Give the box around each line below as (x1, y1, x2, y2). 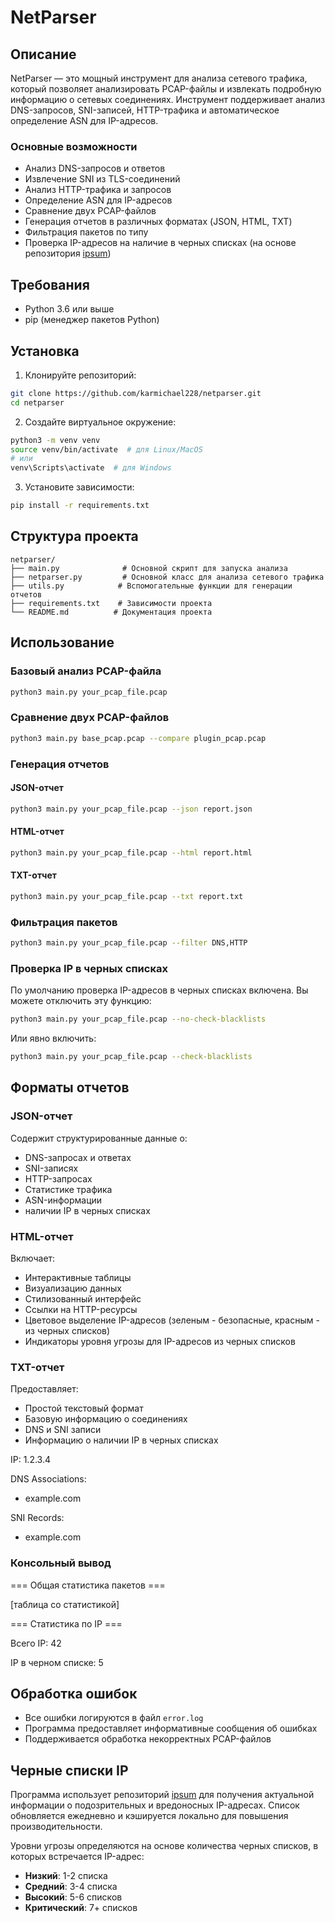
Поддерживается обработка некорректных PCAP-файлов (24, 1733, 272, 1745)
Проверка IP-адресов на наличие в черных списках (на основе (24, 237, 297, 249)
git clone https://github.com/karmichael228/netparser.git (10, 388, 262, 398)
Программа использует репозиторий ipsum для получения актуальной (10, 1789, 315, 1801)
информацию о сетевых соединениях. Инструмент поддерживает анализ (10, 94, 326, 105)
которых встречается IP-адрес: (10, 1851, 145, 1863)
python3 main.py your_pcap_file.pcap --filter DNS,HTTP (10, 938, 248, 948)
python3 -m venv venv (10, 435, 101, 445)
